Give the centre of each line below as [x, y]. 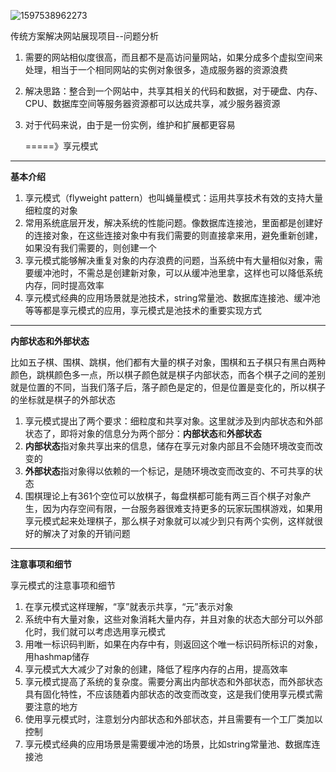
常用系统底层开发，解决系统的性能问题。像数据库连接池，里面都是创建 [169, 223]
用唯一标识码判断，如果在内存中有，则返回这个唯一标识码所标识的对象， [173, 644]
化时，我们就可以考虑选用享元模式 [95, 631]
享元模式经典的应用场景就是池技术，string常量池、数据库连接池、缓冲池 [172, 298]
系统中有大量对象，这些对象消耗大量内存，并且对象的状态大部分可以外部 [173, 619]
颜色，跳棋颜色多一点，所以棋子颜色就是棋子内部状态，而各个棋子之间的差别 [168, 374]
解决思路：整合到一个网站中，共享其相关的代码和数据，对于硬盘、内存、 [173, 91]
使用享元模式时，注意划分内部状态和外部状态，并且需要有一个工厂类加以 [173, 719]
